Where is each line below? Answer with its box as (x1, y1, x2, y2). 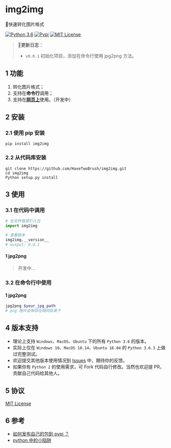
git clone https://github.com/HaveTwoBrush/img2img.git (5, 166, 127, 171)
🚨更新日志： (17, 42, 43, 48)
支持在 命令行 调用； (12, 90, 54, 96)
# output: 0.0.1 (5, 242, 40, 247)
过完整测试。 (12, 351, 40, 357)
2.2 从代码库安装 (5, 154, 47, 161)
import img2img (5, 223, 38, 228)
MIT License (5, 400, 32, 407)
